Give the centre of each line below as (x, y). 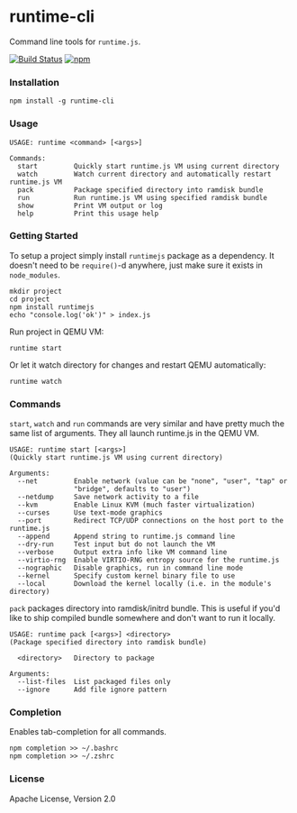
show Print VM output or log (90, 206)
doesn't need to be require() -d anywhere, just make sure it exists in (136, 265)
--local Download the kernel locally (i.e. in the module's (144, 584)
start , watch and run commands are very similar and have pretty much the (147, 424)
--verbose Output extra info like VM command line (122, 553)
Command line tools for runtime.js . (75, 41)
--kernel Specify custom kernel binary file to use (126, 576)
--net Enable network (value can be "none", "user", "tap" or (153, 481)
